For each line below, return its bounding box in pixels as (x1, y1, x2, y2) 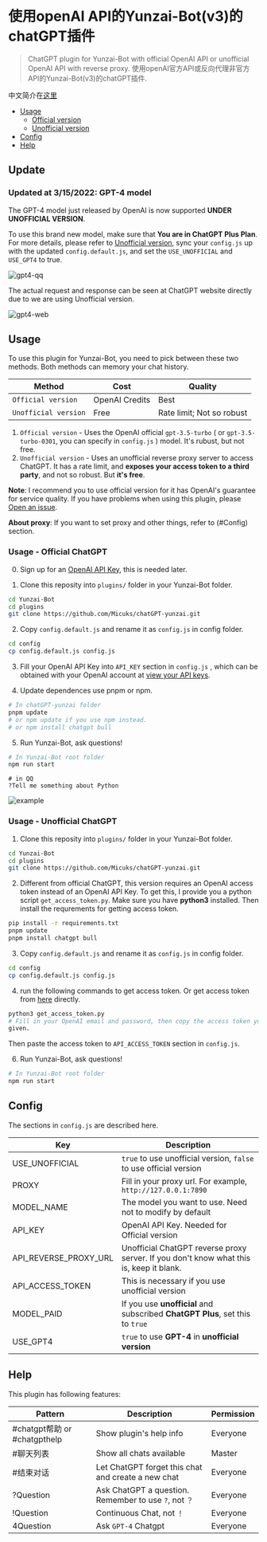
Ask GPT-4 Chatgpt (95, 1520, 165, 1531)
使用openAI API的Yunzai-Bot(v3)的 (8, 7, 244, 26)
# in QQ (8, 775, 34, 783)
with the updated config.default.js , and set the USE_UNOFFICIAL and (8, 246, 233, 256)
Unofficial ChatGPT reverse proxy (121, 1242, 247, 1254)
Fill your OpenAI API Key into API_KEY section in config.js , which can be (19, 662, 258, 672)
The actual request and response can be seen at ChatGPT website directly (8, 285, 253, 295)
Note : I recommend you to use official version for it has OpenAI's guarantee (8, 485, 256, 495)
